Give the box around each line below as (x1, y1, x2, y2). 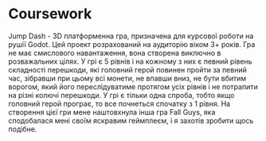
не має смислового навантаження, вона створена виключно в (8, 48, 221, 57)
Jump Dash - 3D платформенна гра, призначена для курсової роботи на (8, 31, 254, 41)
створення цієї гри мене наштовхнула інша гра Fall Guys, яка (8, 107, 216, 116)
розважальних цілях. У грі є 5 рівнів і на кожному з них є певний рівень (8, 57, 252, 66)
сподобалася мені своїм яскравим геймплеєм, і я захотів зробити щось (8, 116, 254, 125)
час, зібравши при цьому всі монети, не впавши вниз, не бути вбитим (8, 73, 247, 83)
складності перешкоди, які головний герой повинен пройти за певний (8, 65, 247, 74)
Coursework (8, 5, 92, 23)
